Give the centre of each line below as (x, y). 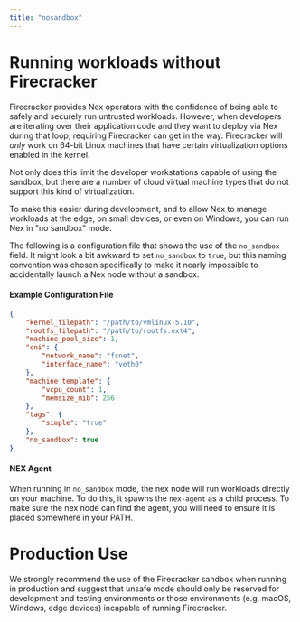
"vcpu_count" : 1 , (74, 389)
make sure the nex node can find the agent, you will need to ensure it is (142, 507)
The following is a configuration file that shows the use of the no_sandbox (145, 246)
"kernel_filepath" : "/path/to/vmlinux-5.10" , (113, 322)
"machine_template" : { (68, 381)
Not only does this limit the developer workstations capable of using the (143, 172)
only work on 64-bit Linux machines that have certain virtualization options (149, 144)
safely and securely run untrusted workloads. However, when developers (145, 116)
